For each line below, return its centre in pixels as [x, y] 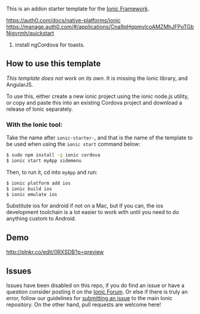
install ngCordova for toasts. [50, 45]
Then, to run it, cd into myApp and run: [52, 172]
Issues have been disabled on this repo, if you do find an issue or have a [95, 286]
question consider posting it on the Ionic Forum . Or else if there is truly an [97, 292]
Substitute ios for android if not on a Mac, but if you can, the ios [85, 206]
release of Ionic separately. [40, 109]
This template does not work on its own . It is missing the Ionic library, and [97, 78]
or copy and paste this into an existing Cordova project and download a [94, 102]
